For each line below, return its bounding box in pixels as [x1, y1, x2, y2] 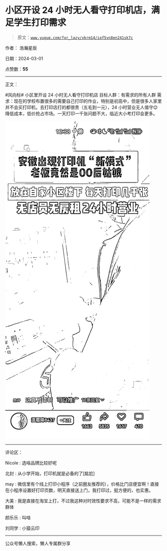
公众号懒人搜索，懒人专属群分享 [5, 540, 71, 546]
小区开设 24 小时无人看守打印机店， [5, 4, 152, 16]
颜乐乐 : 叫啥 [5, 514, 31, 520]
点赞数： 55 [5, 66, 28, 72]
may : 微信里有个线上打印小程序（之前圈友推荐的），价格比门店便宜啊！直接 [5, 481, 159, 487]
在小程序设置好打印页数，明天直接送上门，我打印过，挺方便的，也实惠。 [5, 487, 153, 493]
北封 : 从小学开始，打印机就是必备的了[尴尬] [5, 470, 95, 476]
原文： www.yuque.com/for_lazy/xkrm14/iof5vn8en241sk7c [17, 34, 133, 40]
